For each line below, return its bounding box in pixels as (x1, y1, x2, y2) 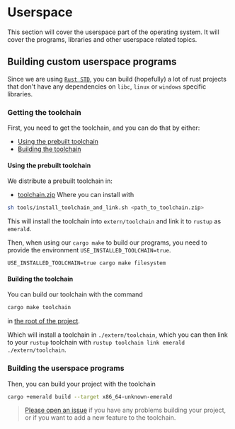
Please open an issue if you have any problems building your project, (24, 406, 227, 415)
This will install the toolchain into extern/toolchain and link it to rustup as (7, 217, 222, 225)
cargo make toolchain (7, 304, 71, 311)
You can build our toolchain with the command (7, 290, 143, 299)
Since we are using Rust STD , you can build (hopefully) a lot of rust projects (7, 74, 227, 83)
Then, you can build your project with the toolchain (7, 379, 156, 388)
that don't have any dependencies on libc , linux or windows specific (7, 82, 207, 91)
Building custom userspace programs (7, 56, 177, 68)
